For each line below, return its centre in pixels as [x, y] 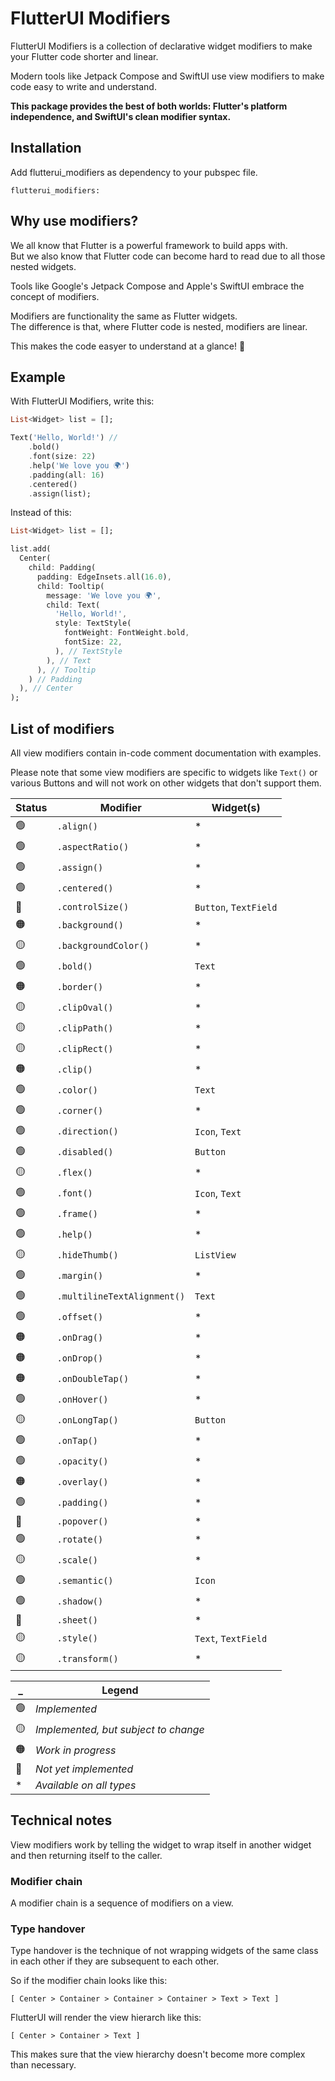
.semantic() [85, 1581]
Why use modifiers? [74, 221]
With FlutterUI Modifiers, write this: [82, 401]
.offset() [80, 1317]
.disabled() [85, 1152]
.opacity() [82, 1461]
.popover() [82, 1521]
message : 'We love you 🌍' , [104, 595]
